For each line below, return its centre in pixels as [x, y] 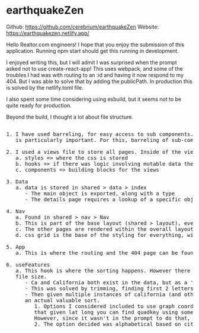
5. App [16, 247]
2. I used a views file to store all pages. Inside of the [94, 152]
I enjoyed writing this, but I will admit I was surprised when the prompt [92, 62]
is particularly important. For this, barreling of [92, 140]
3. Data [17, 181]
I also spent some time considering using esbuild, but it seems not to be [94, 99]
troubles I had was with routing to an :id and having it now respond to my [95, 75]
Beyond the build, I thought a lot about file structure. [70, 117]
